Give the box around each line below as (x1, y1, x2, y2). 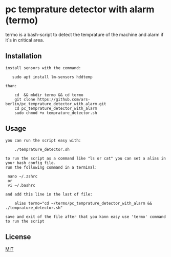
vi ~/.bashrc (7, 183, 36, 188)
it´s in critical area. (5, 37, 45, 43)
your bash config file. (5, 160, 56, 165)
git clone (14, 96, 36, 102)
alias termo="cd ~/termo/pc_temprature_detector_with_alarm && (14, 201, 153, 206)
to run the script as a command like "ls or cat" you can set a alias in (5, 155, 166, 161)
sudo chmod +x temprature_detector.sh (14, 110, 97, 115)
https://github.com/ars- (37, 96, 91, 102)
